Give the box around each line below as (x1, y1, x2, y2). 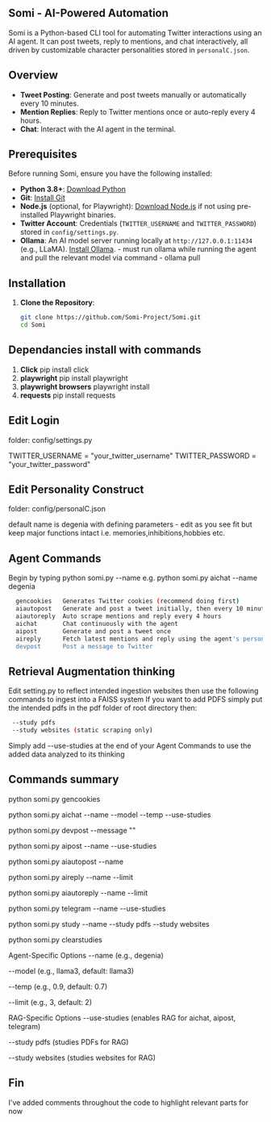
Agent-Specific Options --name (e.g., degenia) (8, 950, 164, 960)
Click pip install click (19, 365, 90, 374)
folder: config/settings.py (8, 435, 93, 444)
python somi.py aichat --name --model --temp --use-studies (8, 810, 211, 820)
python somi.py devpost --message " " (8, 825, 136, 835)
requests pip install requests (19, 390, 116, 400)
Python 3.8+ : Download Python (19, 185, 127, 194)
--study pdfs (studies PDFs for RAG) (8, 1036, 129, 1047)
